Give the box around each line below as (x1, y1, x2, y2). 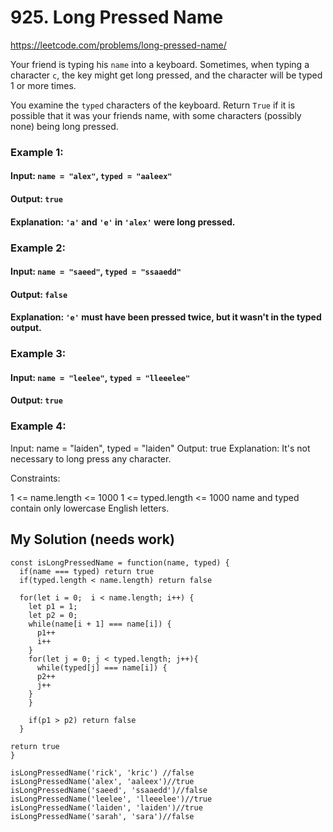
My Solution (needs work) (10, 531, 175, 548)
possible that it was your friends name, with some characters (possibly (10, 109, 302, 121)
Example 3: (10, 347, 67, 361)
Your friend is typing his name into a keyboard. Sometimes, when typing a (10, 58, 310, 70)
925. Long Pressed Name (10, 6, 224, 29)
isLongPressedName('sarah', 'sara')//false (10, 811, 195, 821)
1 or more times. (10, 79, 77, 91)
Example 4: (10, 419, 67, 433)
